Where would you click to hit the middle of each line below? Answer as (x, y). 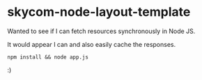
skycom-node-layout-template (99, 12)
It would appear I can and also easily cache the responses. (92, 44)
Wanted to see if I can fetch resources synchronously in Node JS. (101, 31)
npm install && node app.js (48, 57)
